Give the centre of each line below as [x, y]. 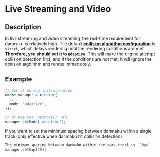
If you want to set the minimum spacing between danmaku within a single [78, 131]
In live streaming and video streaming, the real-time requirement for [73, 38]
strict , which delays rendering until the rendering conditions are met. [75, 49]
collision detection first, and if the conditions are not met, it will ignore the [78, 59]
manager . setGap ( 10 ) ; [26, 149]
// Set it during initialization [39, 91]
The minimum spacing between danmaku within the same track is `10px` [78, 145]
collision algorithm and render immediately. [48, 64]
